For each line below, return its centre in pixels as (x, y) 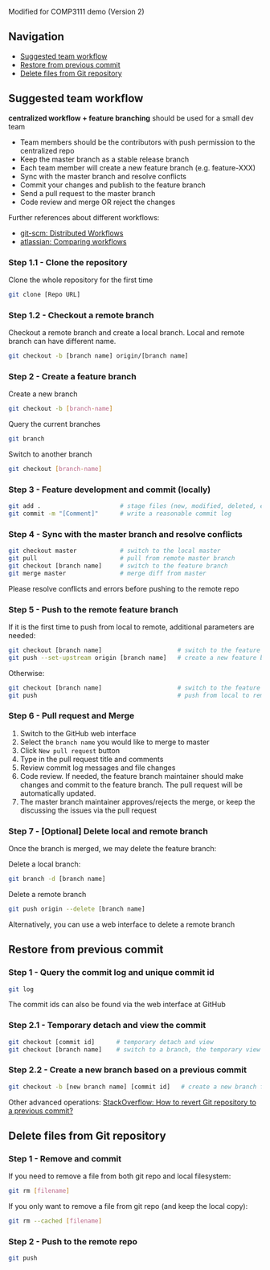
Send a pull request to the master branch (88, 193)
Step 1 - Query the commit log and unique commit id (111, 973)
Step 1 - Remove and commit (65, 1158)
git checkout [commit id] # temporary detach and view (111, 1042)
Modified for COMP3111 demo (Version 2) (76, 12)
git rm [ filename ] (39, 1191)
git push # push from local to (129, 695)
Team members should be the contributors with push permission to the (137, 142)
